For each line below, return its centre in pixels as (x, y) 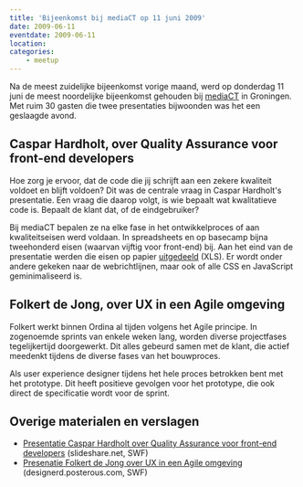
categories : (32, 52)
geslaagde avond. (43, 116)
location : (28, 43)
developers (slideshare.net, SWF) (85, 453)
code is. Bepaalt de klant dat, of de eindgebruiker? (104, 209)
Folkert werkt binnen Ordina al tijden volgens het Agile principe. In (133, 326)
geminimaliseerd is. (46, 276)
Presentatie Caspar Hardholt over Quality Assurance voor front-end (150, 443)
